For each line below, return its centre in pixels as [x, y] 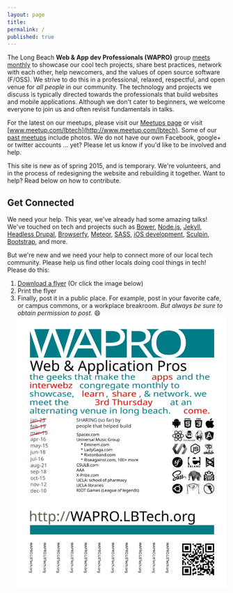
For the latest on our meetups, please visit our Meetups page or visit [105, 123]
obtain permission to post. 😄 [59, 313]
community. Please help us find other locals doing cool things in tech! [107, 263]
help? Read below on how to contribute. [64, 180]
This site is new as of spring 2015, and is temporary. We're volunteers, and [114, 166]
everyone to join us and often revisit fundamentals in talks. [91, 109]
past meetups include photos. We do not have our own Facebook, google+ [114, 138]
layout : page [26, 15]
